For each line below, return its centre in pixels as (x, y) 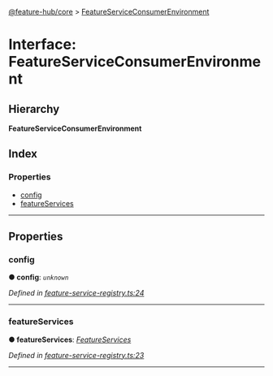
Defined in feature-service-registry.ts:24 (76, 293)
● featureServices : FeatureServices (70, 339)
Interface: (43, 45)
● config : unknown (39, 277)
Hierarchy (34, 109)
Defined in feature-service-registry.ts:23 (76, 355)
